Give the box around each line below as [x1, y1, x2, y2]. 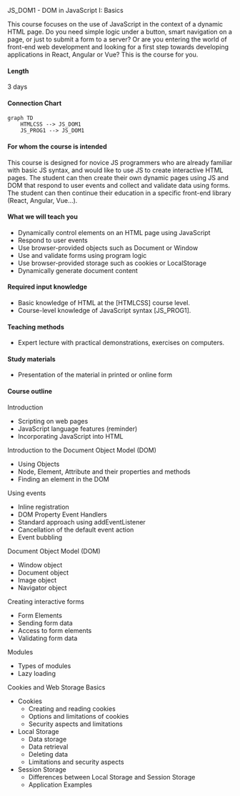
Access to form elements [17, 626, 92, 635]
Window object [17, 560, 63, 569]
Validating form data [17, 634, 78, 642]
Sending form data [17, 618, 73, 627]
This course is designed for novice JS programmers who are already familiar [7, 158, 233, 166]
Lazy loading [17, 669, 56, 677]
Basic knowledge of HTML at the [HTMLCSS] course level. [17, 299, 191, 307]
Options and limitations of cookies [28, 712, 129, 720]
